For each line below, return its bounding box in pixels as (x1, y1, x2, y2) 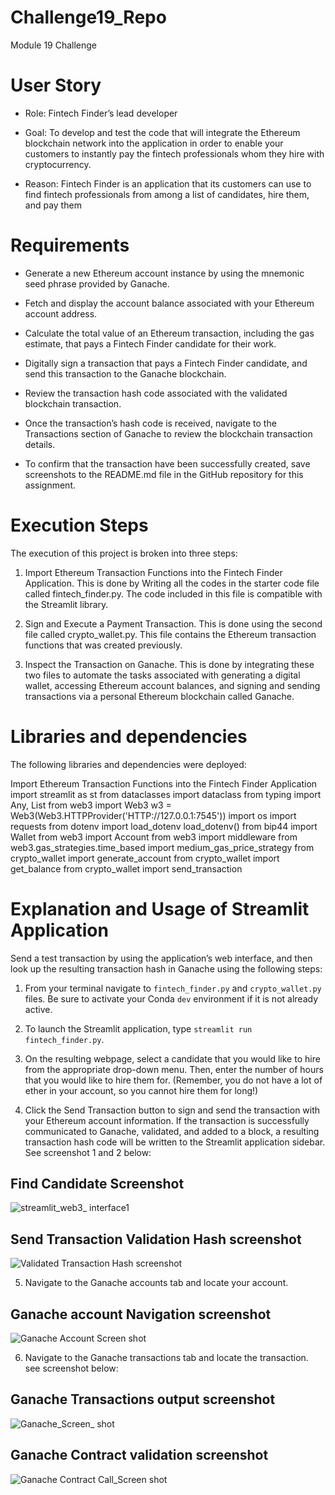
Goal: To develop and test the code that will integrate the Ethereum (24, 126, 301, 138)
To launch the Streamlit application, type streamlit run (24, 1022, 253, 1035)
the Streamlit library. (24, 598, 109, 610)
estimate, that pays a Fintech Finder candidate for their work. (24, 337, 277, 350)
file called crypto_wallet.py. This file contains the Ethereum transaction (24, 628, 317, 640)
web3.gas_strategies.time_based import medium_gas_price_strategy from (10, 841, 315, 853)
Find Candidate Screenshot (10, 1176, 185, 1193)
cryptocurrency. (24, 158, 92, 170)
